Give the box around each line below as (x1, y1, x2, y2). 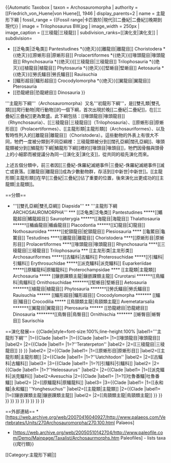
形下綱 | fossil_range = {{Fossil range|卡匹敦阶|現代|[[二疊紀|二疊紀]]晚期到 (5, 17, 162, 22)
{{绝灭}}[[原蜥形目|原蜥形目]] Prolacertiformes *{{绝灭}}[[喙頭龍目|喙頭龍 (12, 52, 165, 58)
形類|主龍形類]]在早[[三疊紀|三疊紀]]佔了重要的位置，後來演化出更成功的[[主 (5, 175, 164, 181)
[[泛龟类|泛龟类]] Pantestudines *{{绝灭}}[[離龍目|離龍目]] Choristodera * (12, 46, 166, 52)
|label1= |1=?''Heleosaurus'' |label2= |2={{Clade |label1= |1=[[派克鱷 (22, 367, 165, 373)
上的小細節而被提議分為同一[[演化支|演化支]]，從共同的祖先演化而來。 (5, 151, 152, 157)
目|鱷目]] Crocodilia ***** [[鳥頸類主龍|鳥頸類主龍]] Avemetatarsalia (12, 298, 155, 304)
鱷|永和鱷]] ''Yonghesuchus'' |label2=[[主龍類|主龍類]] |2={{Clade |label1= (5, 386, 161, 392)
